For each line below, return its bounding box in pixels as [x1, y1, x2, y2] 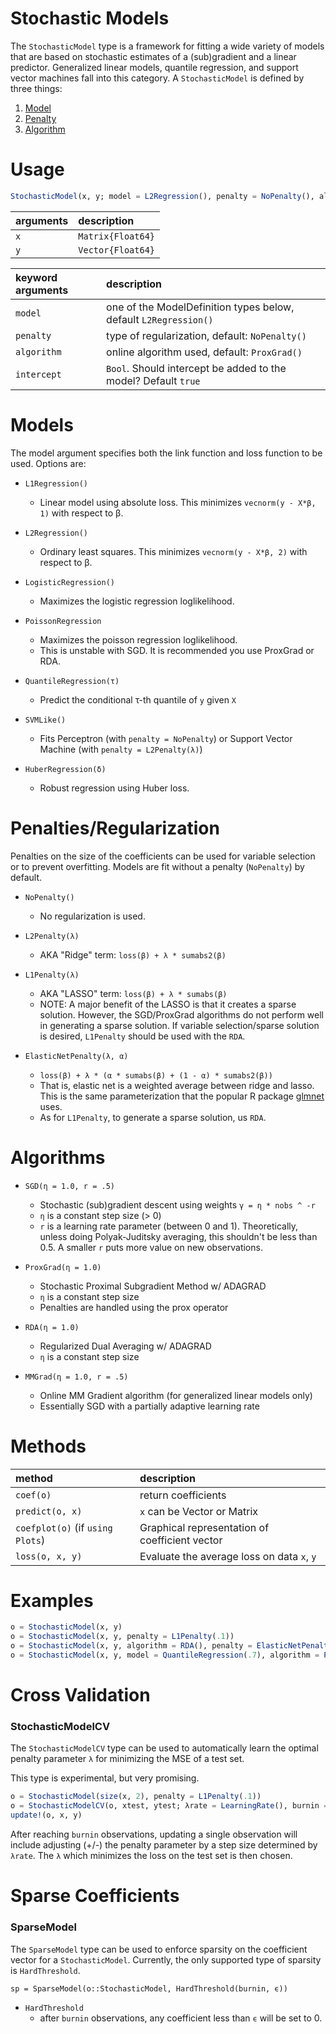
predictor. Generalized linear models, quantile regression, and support [10, 61, 299, 73]
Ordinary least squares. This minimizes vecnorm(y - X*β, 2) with [39, 545, 308, 557]
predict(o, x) [15, 1505, 83, 1517]
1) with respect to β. [39, 507, 124, 519]
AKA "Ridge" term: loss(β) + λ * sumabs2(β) [39, 948, 227, 961]
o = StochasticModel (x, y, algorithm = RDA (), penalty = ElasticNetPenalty [10, 1641, 333, 1651]
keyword [15, 270, 58, 284]
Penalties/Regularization [10, 817, 220, 839]
